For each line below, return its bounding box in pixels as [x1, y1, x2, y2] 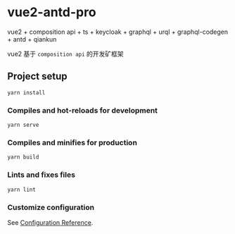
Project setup [7, 70, 68, 82]
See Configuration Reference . [7, 218, 94, 226]
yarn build [7, 154, 39, 161]
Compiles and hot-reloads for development [7, 105, 158, 115]
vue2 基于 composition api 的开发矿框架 [7, 49, 125, 58]
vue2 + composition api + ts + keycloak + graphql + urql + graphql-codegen [7, 27, 229, 36]
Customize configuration [7, 202, 95, 212]
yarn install [7, 89, 46, 96]
